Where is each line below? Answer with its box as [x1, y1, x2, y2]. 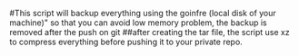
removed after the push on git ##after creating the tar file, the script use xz [9, 27, 290, 37]
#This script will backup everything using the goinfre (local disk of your [9, 8, 277, 18]
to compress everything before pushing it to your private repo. [9, 36, 243, 47]
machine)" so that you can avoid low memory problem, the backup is [9, 17, 267, 28]
